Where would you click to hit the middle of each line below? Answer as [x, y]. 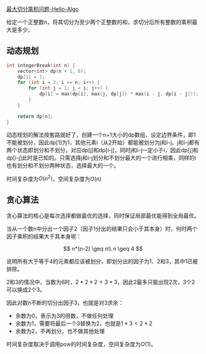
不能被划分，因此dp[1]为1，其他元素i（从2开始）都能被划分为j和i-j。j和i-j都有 [103, 142]
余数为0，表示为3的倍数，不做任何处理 [64, 316]
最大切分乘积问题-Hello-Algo [43, 9]
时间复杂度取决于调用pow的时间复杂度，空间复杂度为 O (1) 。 [81, 344]
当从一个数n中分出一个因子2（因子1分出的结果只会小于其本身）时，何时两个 [102, 229]
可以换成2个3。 [26, 290]
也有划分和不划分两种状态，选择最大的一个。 [63, 165]
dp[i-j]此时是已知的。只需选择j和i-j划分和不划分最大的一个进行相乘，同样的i [101, 158]
